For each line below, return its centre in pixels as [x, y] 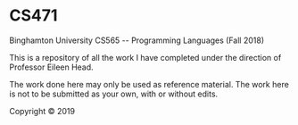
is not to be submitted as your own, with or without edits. [114, 94]
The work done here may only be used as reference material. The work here [149, 84]
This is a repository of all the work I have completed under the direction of [145, 57]
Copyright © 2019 [42, 111]
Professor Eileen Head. [51, 67]
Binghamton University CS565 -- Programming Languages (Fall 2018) [137, 40]
